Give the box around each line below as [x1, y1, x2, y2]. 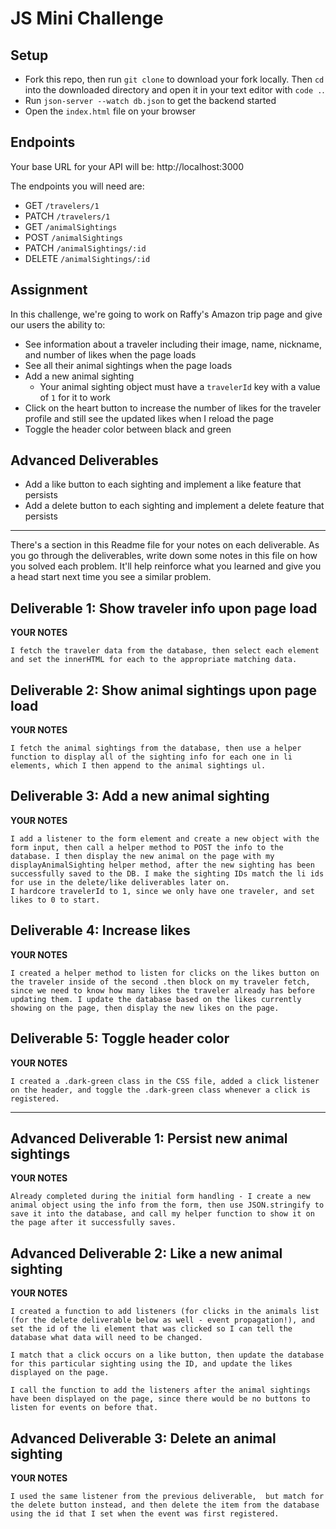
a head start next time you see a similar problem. [10, 571, 212, 583]
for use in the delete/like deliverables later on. [10, 877, 230, 887]
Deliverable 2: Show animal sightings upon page [10, 682, 317, 699]
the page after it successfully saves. [10, 1218, 177, 1228]
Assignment [10, 282, 88, 299]
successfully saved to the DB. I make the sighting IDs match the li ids [10, 868, 325, 879]
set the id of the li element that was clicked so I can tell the [10, 1324, 293, 1334]
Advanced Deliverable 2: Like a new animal [10, 1245, 283, 1262]
